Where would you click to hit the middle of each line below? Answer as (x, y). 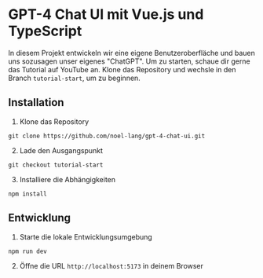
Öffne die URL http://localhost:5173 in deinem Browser (111, 265)
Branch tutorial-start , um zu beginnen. (75, 78)
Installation (36, 102)
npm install (27, 194)
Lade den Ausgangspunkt (61, 150)
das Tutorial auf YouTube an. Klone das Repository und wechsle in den (122, 69)
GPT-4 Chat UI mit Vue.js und (106, 15)
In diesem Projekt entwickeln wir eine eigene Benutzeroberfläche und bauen (131, 53)
